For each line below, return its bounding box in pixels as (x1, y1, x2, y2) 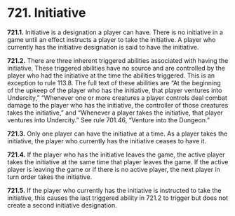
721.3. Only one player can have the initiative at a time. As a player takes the (7, 129, 228, 138)
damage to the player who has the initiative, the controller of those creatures (7, 101, 229, 109)
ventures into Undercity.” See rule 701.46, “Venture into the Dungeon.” (7, 115, 210, 124)
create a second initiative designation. (7, 201, 117, 209)
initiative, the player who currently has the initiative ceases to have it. (7, 136, 207, 145)
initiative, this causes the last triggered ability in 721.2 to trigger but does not (7, 194, 229, 202)
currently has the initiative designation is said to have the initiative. (7, 43, 199, 51)
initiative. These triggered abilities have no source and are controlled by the (7, 64, 226, 72)
